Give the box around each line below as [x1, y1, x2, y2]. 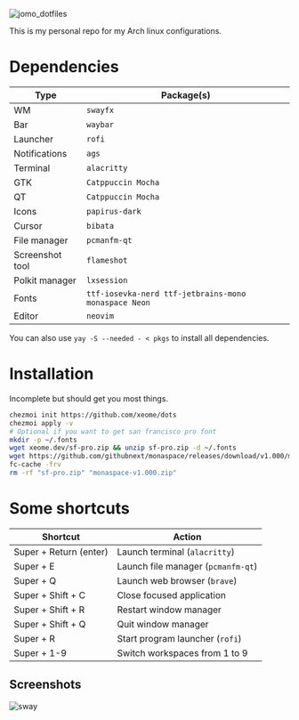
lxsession [85, 275, 128, 285]
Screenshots [9, 677, 82, 692]
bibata [85, 221, 114, 231]
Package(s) [161, 89, 211, 101]
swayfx [85, 105, 114, 115]
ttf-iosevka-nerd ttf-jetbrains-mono [85, 288, 246, 298]
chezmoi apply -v [9, 418, 74, 427]
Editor [13, 310, 38, 322]
